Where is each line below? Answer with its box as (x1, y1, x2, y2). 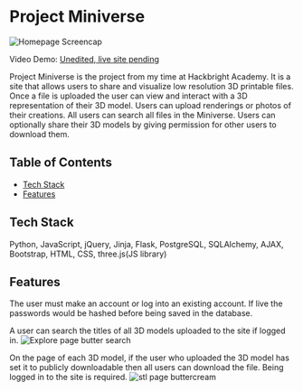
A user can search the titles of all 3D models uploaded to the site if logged (9, 325, 287, 336)
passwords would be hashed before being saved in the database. (9, 308, 253, 319)
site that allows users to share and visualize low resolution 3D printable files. (9, 80, 294, 91)
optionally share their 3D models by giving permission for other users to (9, 119, 278, 130)
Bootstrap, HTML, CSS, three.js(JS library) (9, 248, 167, 259)
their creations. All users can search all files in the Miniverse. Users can (9, 109, 276, 120)
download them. (9, 128, 71, 139)
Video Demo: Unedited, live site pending (9, 53, 160, 64)
